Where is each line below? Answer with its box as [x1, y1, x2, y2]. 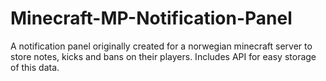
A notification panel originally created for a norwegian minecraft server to [10, 40, 313, 52]
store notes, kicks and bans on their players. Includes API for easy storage [10, 50, 317, 62]
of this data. [10, 61, 60, 73]
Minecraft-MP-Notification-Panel [10, 7, 293, 30]
